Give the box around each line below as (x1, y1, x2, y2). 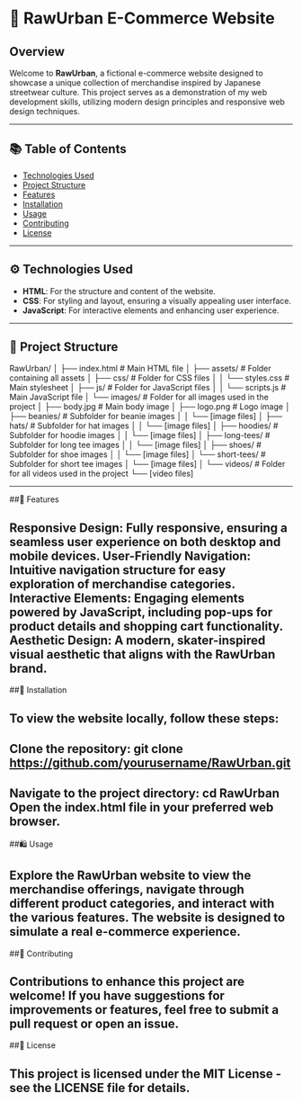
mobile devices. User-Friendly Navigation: (9, 548, 252, 563)
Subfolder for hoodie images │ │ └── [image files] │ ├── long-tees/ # (9, 430, 271, 441)
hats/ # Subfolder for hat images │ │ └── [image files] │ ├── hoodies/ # (9, 420, 279, 431)
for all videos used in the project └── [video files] (9, 468, 194, 479)
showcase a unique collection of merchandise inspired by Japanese (9, 77, 262, 88)
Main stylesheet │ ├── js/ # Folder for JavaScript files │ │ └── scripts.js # (9, 382, 287, 393)
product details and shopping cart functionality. (9, 618, 283, 633)
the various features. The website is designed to (9, 910, 286, 926)
